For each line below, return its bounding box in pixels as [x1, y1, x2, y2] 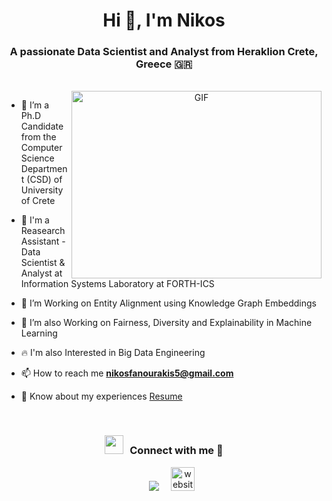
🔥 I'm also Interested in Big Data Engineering [20, 347, 206, 359]
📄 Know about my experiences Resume [20, 390, 183, 403]
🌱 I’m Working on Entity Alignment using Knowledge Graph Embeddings [20, 297, 318, 309]
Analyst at [20, 267, 63, 279]
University [20, 184, 64, 196]
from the [20, 131, 57, 143]
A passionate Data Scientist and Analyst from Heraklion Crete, [9, 45, 319, 59]
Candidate [20, 120, 64, 133]
